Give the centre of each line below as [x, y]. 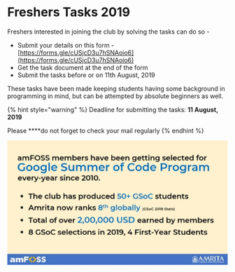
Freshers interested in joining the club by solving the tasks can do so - [108, 32]
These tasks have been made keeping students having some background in [116, 88]
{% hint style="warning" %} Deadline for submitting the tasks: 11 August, [113, 109]
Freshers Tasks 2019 [69, 12]
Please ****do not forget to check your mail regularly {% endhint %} [106, 130]
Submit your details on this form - [66, 45]
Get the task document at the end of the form [83, 67]
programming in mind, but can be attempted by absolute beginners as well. [115, 96]
